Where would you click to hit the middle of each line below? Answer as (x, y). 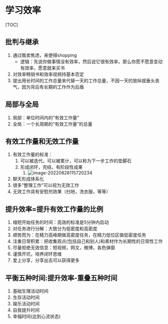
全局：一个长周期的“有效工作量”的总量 (53, 124)
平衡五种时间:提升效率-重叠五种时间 (61, 278)
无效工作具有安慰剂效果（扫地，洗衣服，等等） (61, 192)
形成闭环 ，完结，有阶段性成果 (51, 167)
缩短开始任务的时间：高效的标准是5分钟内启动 (61, 222)
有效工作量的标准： (33, 155)
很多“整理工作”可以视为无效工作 (46, 185)
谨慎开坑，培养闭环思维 (37, 254)
